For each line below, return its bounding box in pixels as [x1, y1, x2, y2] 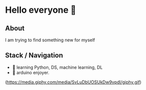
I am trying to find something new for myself [5, 37, 95, 43]
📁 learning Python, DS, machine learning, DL [12, 64, 103, 70]
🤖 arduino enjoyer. [12, 69, 49, 75]
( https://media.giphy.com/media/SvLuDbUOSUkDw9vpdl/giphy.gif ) [5, 79, 142, 85]
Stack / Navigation [5, 51, 63, 60]
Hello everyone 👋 [5, 4, 76, 16]
